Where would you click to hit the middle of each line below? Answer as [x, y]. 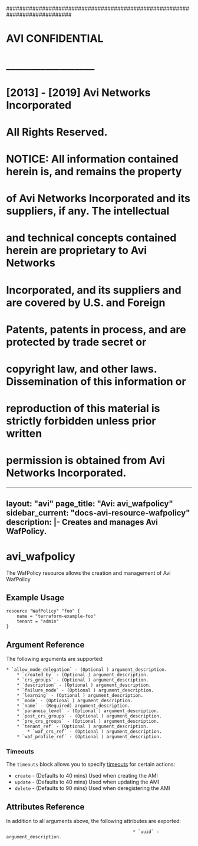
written [24, 434]
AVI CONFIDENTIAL [55, 39]
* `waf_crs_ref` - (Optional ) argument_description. [95, 732]
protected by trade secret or [76, 342]
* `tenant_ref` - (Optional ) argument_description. [83, 727]
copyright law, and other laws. [82, 369]
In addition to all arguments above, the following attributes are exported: [94, 821]
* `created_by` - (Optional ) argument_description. [83, 675]
